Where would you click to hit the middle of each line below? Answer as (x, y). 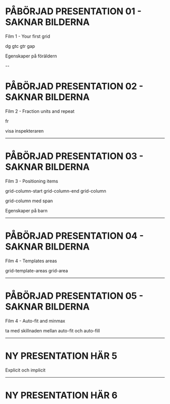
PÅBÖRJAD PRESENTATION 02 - (74, 86)
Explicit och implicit (25, 370)
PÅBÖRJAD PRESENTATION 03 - (74, 156)
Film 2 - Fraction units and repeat (40, 111)
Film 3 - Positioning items (32, 181)
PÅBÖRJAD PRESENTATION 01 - (73, 11)
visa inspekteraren (25, 131)
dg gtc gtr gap (20, 46)
